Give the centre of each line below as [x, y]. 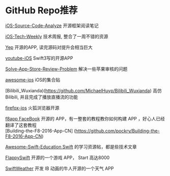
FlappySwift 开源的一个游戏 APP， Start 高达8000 [58, 157]
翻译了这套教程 [21, 125]
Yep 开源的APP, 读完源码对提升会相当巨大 [49, 47]
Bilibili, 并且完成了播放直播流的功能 [42, 97]
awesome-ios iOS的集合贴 [33, 80]
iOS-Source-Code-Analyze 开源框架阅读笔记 [52, 26]
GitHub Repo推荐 [41, 10]
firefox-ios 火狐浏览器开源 [32, 108]
